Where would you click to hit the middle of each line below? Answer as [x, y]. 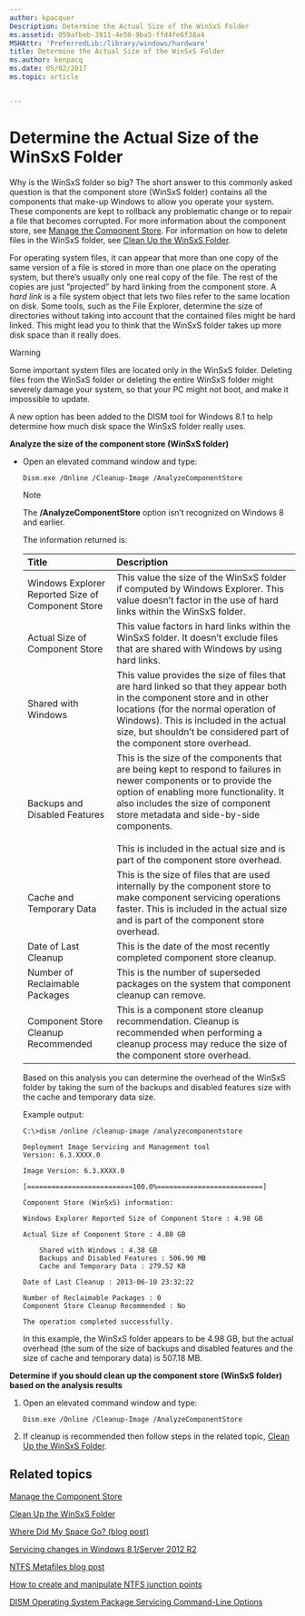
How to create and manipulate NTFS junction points [106, 1584]
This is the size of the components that [199, 757]
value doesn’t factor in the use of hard [197, 600]
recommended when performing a [190, 1032]
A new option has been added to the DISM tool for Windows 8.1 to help [141, 416]
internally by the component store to [194, 886]
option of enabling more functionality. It [200, 792]
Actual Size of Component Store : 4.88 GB [104, 1234]
